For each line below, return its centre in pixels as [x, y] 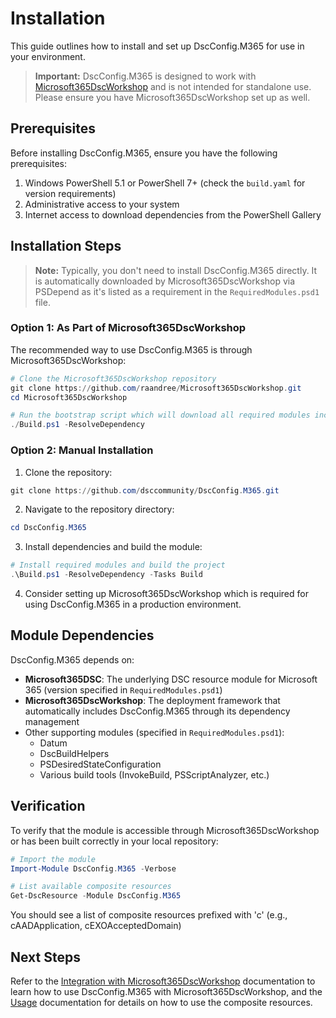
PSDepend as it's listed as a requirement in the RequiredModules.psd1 [177, 291]
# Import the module [53, 859]
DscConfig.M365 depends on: [72, 659]
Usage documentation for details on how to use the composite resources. [161, 1002]
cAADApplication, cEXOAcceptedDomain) [96, 926]
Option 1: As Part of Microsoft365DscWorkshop [128, 328]
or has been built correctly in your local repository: [114, 841]
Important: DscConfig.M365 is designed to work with [145, 76]
